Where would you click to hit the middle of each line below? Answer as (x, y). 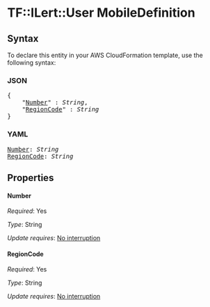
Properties (31, 178)
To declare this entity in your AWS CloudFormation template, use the (105, 55)
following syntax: (32, 63)
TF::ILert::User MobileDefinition (102, 13)
